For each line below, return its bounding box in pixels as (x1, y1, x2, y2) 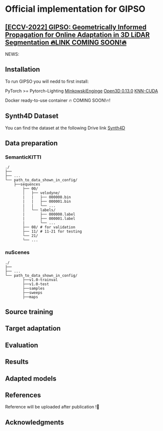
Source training (5, 308, 53, 316)
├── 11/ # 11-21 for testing (23, 229, 82, 234)
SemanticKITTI (5, 153, 42, 160)
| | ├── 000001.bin (23, 199, 71, 204)
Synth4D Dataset (5, 112, 59, 120)
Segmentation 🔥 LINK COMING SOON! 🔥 (5, 38, 127, 47)
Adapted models (5, 374, 57, 383)
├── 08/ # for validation (23, 225, 76, 230)
